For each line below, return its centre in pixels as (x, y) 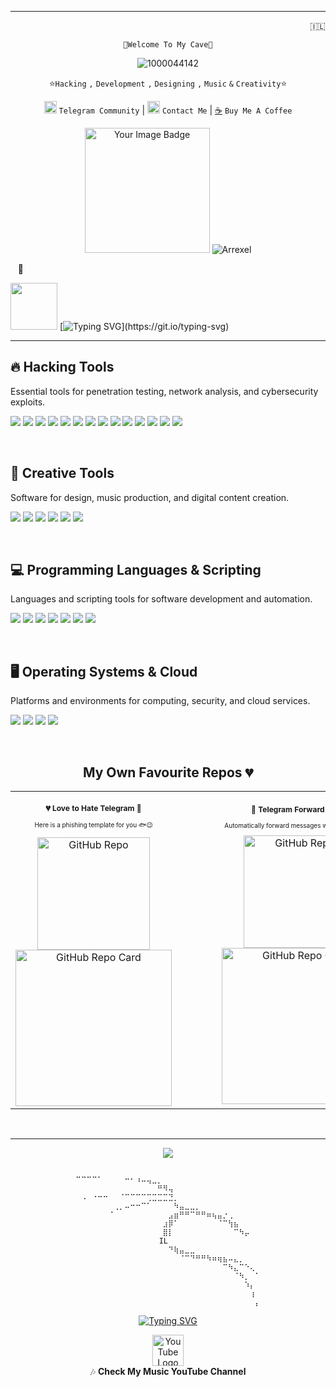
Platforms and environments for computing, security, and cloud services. (160, 701)
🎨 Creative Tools (62, 473)
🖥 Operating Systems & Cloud (104, 671)
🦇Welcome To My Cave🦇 (168, 45)
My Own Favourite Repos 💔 (168, 772)
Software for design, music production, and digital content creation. (150, 497)
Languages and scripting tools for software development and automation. (161, 599)
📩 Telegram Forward (288, 809)
